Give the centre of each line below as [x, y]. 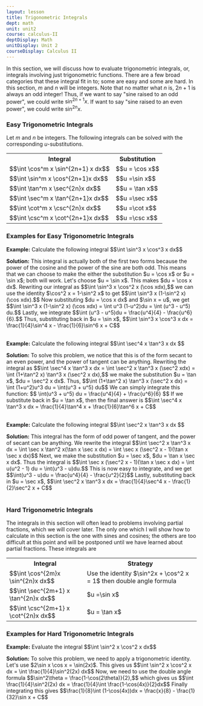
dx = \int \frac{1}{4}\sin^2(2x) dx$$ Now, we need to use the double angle [99, 672]
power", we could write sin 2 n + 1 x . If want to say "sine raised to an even [94, 101]
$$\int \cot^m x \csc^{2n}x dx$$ [55, 208]
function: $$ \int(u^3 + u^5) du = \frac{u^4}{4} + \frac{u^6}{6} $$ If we [95, 393]
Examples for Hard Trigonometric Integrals [70, 633]
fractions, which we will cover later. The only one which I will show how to [98, 529]
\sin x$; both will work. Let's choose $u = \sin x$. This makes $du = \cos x [99, 280]
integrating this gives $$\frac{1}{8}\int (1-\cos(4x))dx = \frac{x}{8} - [91, 691]
